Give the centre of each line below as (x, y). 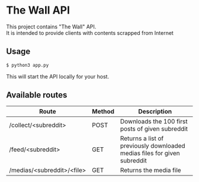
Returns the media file (151, 170)
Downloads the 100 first (154, 122)
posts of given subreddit (154, 129)
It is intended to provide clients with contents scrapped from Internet (90, 32)
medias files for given (150, 153)
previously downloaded (153, 146)
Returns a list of (142, 138)
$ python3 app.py (28, 65)
